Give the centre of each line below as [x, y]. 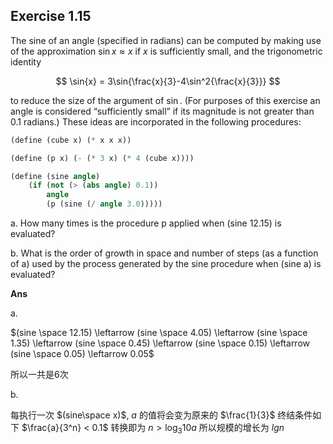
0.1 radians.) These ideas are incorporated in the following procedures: [156, 121]
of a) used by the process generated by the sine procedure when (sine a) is [166, 264]
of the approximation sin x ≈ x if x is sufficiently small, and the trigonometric [166, 51]
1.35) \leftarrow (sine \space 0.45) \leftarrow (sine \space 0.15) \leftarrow [160, 343]
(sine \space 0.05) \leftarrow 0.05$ [82, 354]
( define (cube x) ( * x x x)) [71, 140]
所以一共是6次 [39, 375]
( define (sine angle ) [55, 176]
